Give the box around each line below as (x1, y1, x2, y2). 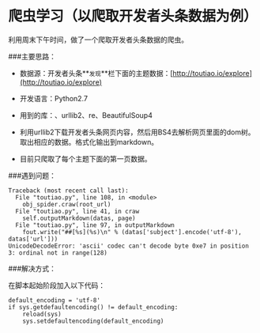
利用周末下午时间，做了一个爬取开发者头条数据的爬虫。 (8, 35, 188, 44)
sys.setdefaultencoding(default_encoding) (22, 317, 164, 325)
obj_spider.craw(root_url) (22, 200, 111, 208)
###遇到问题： (8, 171, 57, 180)
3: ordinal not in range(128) (8, 248, 108, 257)
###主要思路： (8, 51, 57, 61)
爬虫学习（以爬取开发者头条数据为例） (8, 7, 258, 25)
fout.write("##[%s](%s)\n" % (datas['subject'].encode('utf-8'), (22, 228, 243, 236)
